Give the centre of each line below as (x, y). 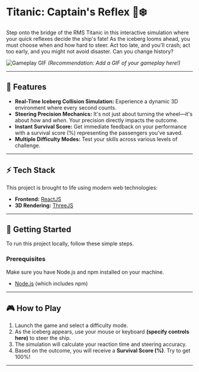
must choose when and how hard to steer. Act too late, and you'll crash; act (98, 45)
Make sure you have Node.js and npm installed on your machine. (85, 272)
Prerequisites (26, 259)
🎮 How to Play (34, 308)
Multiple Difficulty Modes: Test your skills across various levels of (96, 139)
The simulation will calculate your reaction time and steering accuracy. (101, 344)
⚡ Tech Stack (31, 170)
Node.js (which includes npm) (51, 283)
